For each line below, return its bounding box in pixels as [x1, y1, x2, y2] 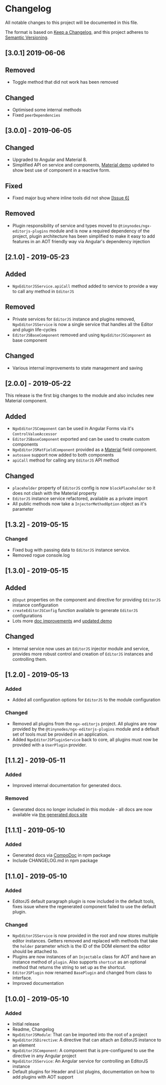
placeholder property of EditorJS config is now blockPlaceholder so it [12, 485, 156, 491]
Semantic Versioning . [5, 34, 49, 40]
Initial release [12, 1021, 40, 1027]
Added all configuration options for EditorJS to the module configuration [12, 697, 161, 703]
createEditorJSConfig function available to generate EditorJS [12, 607, 138, 613]
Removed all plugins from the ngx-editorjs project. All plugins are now [12, 721, 157, 727]
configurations [12, 613, 43, 619]
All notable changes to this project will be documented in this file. [5, 19, 139, 25]
